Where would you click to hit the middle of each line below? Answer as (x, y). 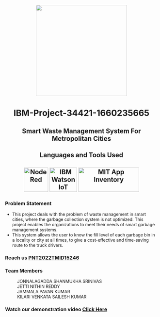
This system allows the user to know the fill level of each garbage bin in (83, 234)
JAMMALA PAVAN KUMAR (44, 291)
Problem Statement (28, 203)
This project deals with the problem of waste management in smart (79, 214)
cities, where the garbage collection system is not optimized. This (78, 219)
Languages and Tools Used (81, 155)
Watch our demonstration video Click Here (56, 309)
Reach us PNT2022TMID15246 (42, 258)
